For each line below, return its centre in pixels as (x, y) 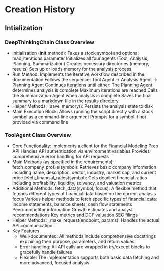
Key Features (26, 231)
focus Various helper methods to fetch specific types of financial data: (84, 199)
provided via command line (40, 122)
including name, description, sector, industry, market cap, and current (84, 173)
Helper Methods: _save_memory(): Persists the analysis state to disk (82, 106)
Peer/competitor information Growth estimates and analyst (73, 210)
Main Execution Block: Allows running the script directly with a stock (82, 111)
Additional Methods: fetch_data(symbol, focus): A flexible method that (84, 188)
